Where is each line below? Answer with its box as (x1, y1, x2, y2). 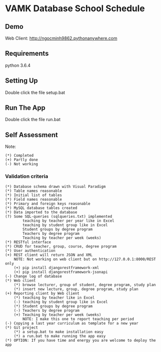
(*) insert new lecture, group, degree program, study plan (14, 287, 139, 291)
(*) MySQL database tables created (5, 206, 78, 210)
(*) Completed (5, 153, 34, 158)
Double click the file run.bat (5, 117, 61, 123)
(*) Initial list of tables (5, 192, 62, 198)
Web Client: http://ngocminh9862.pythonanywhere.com (5, 35, 118, 41)
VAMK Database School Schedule (5, 3, 145, 14)
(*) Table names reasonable (5, 188, 62, 193)
